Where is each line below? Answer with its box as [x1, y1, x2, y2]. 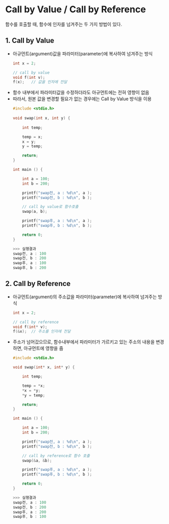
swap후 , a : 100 [12, 260, 46, 266]
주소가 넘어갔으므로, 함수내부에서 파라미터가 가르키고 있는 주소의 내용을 [12, 339, 155, 345]
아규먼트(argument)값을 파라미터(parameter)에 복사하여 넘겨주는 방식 [12, 50, 153, 57]
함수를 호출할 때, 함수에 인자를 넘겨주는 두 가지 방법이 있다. [5, 21, 123, 27]
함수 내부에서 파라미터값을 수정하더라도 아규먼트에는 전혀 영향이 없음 [12, 90, 150, 96]
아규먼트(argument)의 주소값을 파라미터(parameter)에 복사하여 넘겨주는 [12, 293, 157, 300]
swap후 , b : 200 [12, 265, 46, 271]
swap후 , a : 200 [12, 509, 46, 515]
